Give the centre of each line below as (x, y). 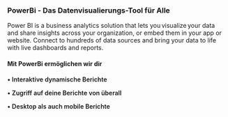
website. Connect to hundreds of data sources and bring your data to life (112, 40)
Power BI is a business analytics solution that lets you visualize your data (111, 26)
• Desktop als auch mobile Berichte (59, 106)
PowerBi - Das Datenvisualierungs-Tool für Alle (89, 10)
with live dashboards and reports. (55, 48)
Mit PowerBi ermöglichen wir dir (55, 63)
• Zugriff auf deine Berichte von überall (64, 93)
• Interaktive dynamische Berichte (57, 79)
